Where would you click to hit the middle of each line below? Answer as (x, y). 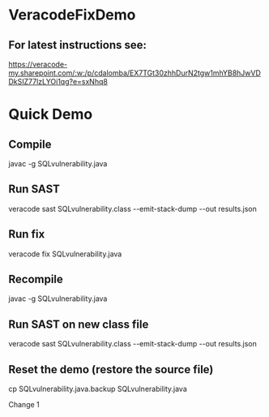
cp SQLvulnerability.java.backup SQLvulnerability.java (98, 389)
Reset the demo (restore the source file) (111, 370)
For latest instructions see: (78, 45)
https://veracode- (38, 64)
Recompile (36, 279)
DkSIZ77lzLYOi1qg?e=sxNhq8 (58, 82)
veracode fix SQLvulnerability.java (65, 254)
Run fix (27, 234)
